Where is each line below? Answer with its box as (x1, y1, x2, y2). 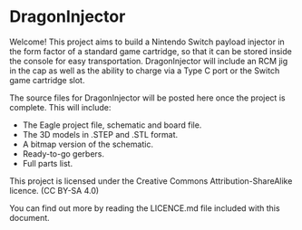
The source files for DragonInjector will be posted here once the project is (9, 92, 286, 103)
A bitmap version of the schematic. (22, 139, 154, 149)
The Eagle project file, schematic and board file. (22, 120, 202, 130)
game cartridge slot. (9, 74, 85, 85)
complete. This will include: (9, 101, 112, 112)
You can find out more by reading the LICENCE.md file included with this (9, 202, 280, 214)
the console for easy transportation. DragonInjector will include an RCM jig (9, 55, 288, 66)
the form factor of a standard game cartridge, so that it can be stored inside (9, 45, 292, 56)
